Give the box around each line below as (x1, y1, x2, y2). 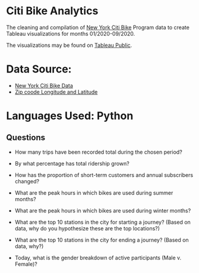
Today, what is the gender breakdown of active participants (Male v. (14, 254, 182, 261)
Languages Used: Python (6, 109, 134, 123)
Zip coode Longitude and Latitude (14, 88, 98, 96)
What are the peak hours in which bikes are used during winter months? (14, 207, 191, 214)
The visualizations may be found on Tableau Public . (6, 42, 132, 49)
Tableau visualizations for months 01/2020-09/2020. (6, 30, 135, 37)
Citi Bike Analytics (6, 4, 99, 18)
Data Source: (6, 62, 72, 76)
